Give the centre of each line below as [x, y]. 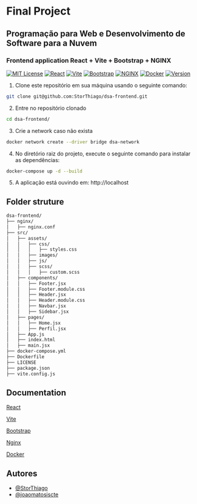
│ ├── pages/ [25, 317]
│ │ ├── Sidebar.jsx [38, 312]
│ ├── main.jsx [28, 346]
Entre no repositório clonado [51, 108]
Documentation [36, 393]
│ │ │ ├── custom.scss [43, 272]
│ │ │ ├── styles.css [42, 250]
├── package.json [28, 368]
